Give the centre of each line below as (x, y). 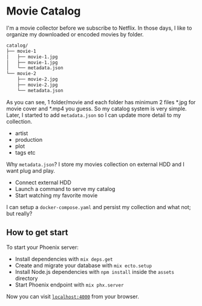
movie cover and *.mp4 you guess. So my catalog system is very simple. (96, 108)
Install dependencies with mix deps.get (64, 259)
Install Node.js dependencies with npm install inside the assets (94, 271)
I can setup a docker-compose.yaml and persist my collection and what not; (99, 207)
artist (21, 133)
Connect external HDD (43, 182)
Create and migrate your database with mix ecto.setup (83, 265)
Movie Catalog (44, 11)
